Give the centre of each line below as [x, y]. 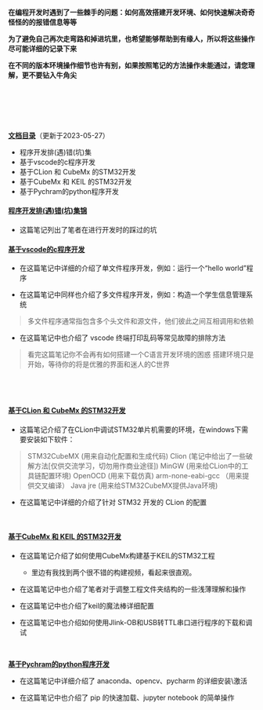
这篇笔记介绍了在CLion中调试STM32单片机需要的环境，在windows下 [130, 429]
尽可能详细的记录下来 [42, 49]
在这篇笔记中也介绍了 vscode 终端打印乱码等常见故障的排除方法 [122, 338]
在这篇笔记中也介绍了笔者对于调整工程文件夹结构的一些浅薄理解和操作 [133, 589]
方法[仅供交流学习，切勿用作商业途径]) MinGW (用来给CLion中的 [138, 466]
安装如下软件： [50, 439]
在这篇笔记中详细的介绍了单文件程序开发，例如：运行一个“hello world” [133, 268]
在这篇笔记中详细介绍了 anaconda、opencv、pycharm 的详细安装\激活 [133, 681]
